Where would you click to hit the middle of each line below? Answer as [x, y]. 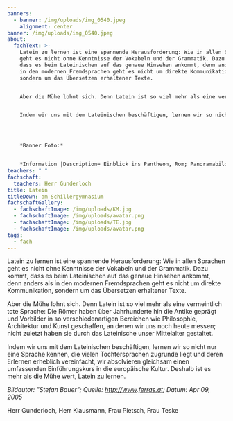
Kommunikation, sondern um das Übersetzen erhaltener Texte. [97, 291]
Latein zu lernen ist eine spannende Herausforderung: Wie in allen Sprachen [116, 261]
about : [17, 39]
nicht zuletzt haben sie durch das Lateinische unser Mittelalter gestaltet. [110, 334]
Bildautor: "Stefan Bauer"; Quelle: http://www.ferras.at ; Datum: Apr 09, [109, 390]
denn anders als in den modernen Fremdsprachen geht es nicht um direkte [114, 283]
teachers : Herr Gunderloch [52, 183]
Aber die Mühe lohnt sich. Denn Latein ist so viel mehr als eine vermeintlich [114, 304]
